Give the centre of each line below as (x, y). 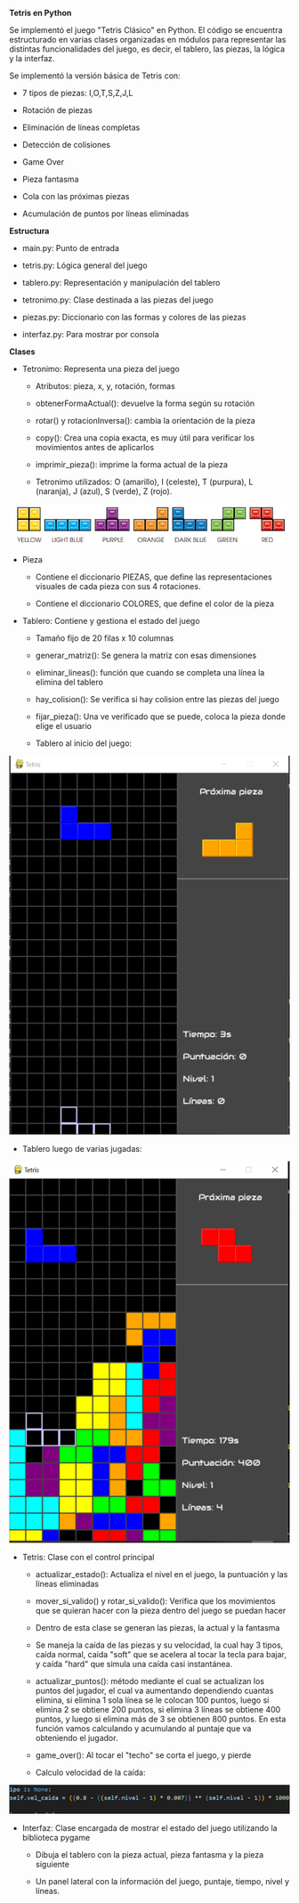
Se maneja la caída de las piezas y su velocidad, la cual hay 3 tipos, (159, 1645)
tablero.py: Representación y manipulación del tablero (121, 283)
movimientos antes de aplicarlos (95, 447)
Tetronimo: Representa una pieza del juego (101, 369)
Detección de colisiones (66, 145)
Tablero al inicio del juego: (83, 743)
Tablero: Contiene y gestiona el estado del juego (111, 620)
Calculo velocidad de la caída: (90, 1772)
